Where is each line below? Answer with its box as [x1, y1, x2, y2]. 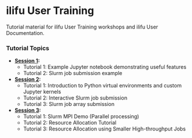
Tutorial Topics [6, 44, 50, 52]
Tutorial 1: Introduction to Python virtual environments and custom [23, 82, 182, 89]
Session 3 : [14, 107, 41, 114]
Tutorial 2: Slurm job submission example [23, 70, 123, 77]
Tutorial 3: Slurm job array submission [23, 101, 115, 108]
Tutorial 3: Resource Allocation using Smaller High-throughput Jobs [23, 125, 186, 132]
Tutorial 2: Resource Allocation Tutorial [23, 119, 117, 126]
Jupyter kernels [23, 89, 61, 95]
